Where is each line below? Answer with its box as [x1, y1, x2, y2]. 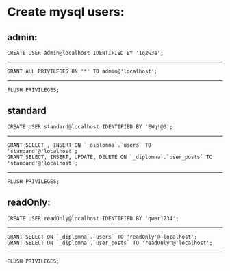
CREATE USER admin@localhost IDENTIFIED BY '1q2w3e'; [7, 49, 164, 56]
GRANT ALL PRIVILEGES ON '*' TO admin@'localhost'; [7, 68, 157, 75]
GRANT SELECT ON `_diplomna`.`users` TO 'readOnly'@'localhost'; [7, 233, 197, 240]
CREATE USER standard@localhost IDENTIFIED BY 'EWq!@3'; [7, 123, 173, 130]
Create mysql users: [7, 4, 125, 20]
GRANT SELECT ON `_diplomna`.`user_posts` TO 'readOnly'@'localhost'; [7, 239, 213, 246]
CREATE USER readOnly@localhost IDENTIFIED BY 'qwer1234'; [7, 215, 179, 222]
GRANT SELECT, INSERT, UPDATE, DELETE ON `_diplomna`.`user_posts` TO [7, 154, 213, 161]
